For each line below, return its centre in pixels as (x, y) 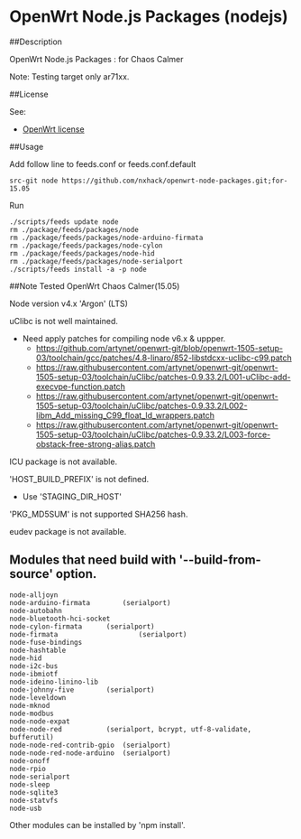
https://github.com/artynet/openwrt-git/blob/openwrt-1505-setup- (160, 348)
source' (32, 574)
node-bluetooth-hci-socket (60, 619)
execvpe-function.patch (81, 387)
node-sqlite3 (34, 792)
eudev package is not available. (68, 531)
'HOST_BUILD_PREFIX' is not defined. (79, 479)
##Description (36, 42)
